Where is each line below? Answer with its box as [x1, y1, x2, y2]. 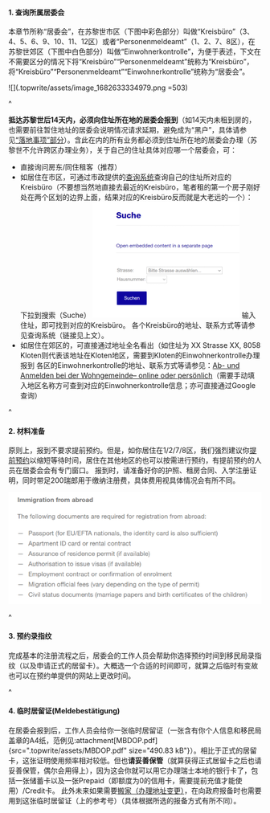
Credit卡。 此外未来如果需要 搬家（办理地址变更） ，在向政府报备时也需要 [25, 786, 262, 795]
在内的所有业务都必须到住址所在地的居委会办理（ [88, 135, 251, 145]
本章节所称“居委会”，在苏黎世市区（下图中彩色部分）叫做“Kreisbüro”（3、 [8, 27, 255, 36]
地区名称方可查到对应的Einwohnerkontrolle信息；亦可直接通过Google [27, 381, 256, 390]
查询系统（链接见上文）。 [27, 330, 108, 341]
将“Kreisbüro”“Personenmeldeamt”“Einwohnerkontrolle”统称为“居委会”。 [8, 67, 250, 76]
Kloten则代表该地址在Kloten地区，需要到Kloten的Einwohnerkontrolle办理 [19, 350, 260, 361]
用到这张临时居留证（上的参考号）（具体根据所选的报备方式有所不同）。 [8, 795, 241, 805]
